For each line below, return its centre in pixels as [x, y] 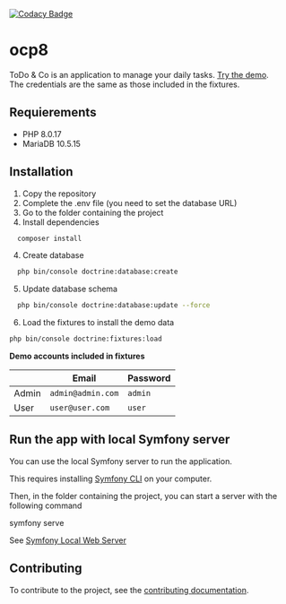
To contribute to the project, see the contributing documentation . [129, 590]
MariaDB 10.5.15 [51, 143]
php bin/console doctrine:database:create [98, 272]
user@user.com [80, 408]
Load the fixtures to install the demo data [98, 323]
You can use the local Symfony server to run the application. [121, 461]
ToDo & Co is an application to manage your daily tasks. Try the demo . [139, 74]
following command [46, 505]
